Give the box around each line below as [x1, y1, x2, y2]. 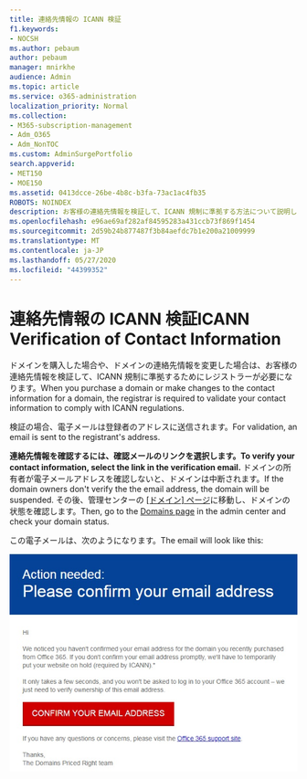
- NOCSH [9, 34, 39, 43]
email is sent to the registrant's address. [9, 432, 161, 443]
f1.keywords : [9, 24, 59, 34]
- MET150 [9, 169, 43, 178]
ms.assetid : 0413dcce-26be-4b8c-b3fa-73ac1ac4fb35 [9, 188, 206, 197]
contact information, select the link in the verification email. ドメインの [9, 462, 284, 473]
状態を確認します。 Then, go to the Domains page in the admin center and [9, 506, 286, 517]
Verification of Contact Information [9, 329, 281, 349]
